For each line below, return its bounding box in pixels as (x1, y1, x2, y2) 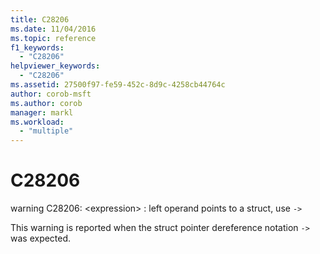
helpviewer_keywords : (10, 61, 101, 71)
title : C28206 (10, 14, 70, 25)
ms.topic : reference (10, 33, 97, 43)
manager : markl (10, 107, 74, 118)
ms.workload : (10, 117, 65, 127)
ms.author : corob (10, 98, 83, 108)
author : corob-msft (10, 89, 92, 99)
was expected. (10, 232, 72, 245)
